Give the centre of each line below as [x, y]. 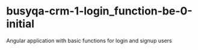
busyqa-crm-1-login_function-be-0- [99, 11]
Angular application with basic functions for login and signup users [89, 40]
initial [20, 24]
